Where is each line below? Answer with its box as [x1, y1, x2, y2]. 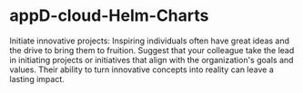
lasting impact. [9, 73, 66, 84]
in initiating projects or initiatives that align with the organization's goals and [9, 54, 294, 65]
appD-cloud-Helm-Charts [9, 5, 209, 26]
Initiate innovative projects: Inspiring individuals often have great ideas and [9, 35, 289, 46]
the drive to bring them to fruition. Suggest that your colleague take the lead [9, 44, 295, 55]
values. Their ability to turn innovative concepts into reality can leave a [9, 64, 275, 75]
